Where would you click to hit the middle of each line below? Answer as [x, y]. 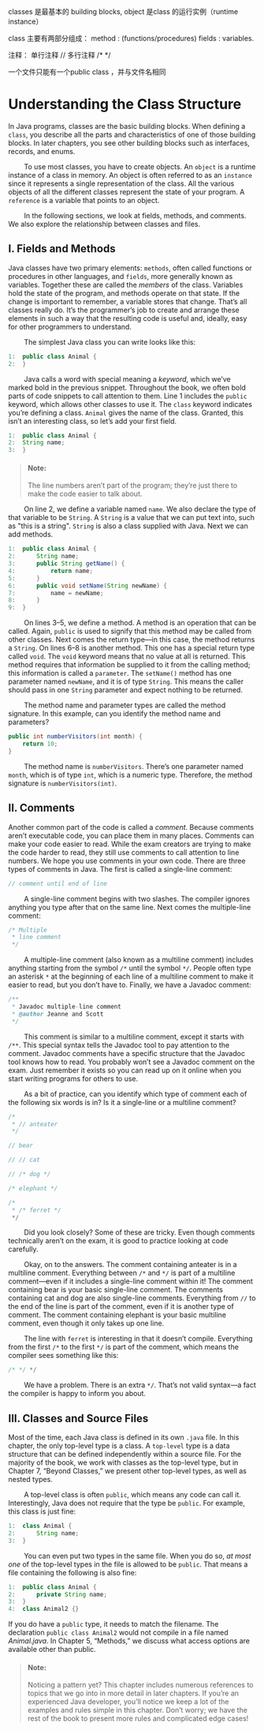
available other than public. [52, 1650]
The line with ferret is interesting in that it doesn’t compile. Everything [138, 1339]
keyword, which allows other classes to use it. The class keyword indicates [130, 404]
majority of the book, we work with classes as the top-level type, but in [123, 1463]
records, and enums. [42, 151]
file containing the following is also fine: [73, 1572]
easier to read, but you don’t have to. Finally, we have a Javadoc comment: [130, 985]
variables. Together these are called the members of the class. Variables [126, 285]
